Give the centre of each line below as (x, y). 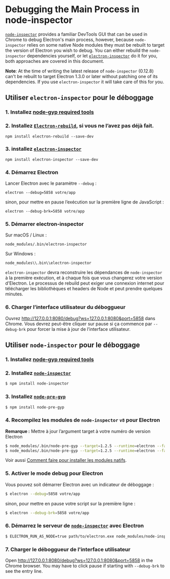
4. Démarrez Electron (32, 172)
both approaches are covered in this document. (55, 61)
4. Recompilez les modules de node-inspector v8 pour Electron (83, 420)
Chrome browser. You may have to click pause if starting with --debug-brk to (85, 566)
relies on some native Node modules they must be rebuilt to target (96, 45)
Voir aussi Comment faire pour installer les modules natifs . (66, 460)
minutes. (14, 294)
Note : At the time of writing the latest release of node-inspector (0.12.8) (80, 71)
